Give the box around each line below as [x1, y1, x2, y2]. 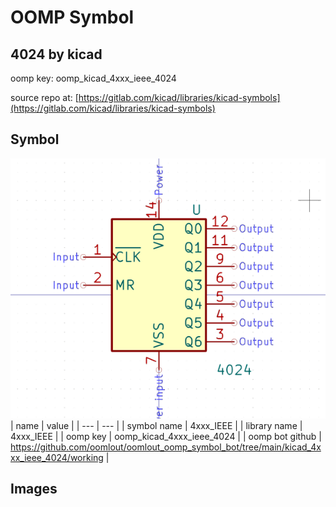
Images [10, 481, 58, 497]
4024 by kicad [10, 46, 103, 63]
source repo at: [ [10, 92, 79, 103]
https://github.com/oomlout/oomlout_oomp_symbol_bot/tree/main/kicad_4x [10, 441, 322, 453]
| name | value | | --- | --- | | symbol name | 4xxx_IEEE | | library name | [10, 419, 303, 431]
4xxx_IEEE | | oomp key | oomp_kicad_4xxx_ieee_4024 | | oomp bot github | [10, 430, 322, 442]
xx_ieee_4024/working [10, 451, 104, 463]
